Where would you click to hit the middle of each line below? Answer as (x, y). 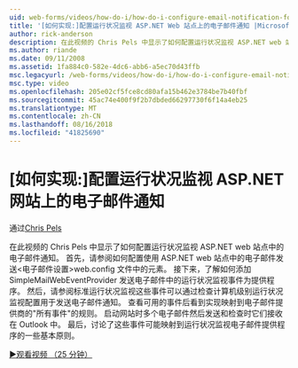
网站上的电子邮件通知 (87, 202)
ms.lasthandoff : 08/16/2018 (61, 125)
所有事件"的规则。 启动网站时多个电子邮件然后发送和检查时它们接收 (159, 313)
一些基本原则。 (52, 335)
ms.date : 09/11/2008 (47, 59)
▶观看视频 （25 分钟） (51, 354)
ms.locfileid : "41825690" (57, 133)
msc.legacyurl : (37, 75)
